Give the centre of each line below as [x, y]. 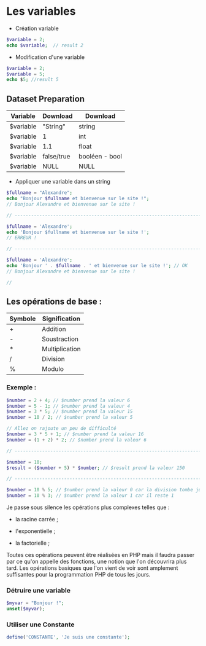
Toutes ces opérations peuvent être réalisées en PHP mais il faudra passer [101, 555]
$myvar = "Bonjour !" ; [35, 603]
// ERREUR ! [21, 238]
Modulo [53, 369]
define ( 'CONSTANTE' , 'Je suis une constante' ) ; [68, 637]
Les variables [41, 11]
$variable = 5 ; [26, 74]
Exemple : [21, 387]
